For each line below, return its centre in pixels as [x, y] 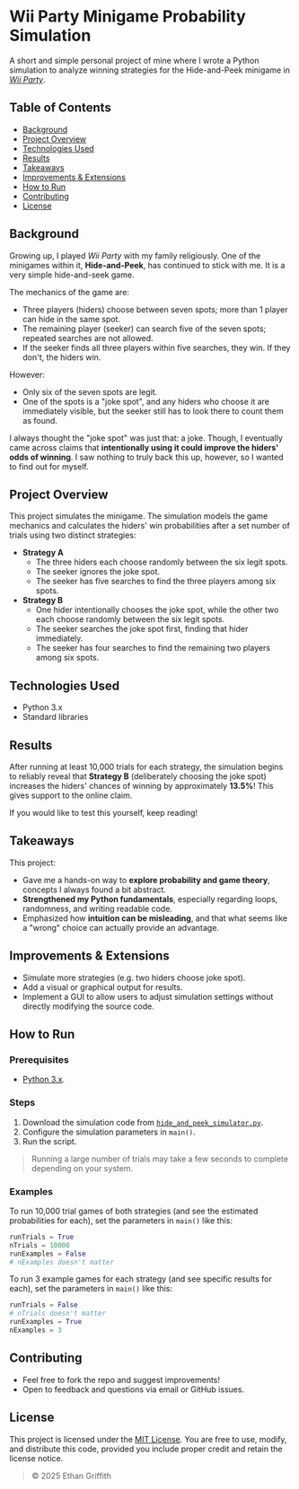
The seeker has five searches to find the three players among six [156, 582]
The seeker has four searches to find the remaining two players [153, 648]
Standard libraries [55, 717]
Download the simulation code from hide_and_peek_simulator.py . [143, 1122]
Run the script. [49, 1141]
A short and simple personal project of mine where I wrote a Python [134, 60]
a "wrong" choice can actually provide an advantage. [121, 927]
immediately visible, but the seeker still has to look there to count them [153, 411]
